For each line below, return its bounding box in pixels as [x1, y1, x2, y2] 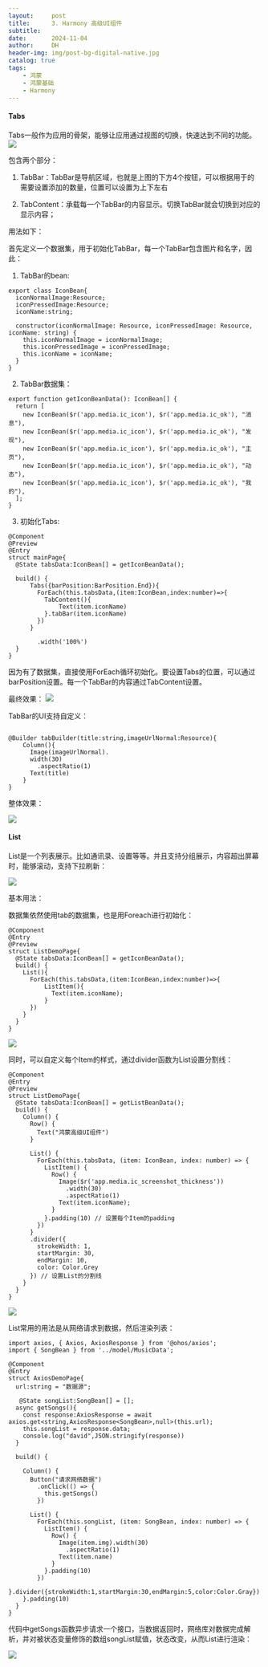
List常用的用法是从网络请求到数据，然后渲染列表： [8, 1323, 175, 1332]
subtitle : [8, 26, 42, 35]
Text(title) [29, 769, 70, 777]
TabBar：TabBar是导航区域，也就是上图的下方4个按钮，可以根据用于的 [19, 172, 255, 181]
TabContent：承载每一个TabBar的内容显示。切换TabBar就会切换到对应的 [19, 199, 261, 209]
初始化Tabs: [19, 516, 60, 526]
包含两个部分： [8, 155, 58, 165]
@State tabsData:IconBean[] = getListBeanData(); [15, 1099, 185, 1107]
